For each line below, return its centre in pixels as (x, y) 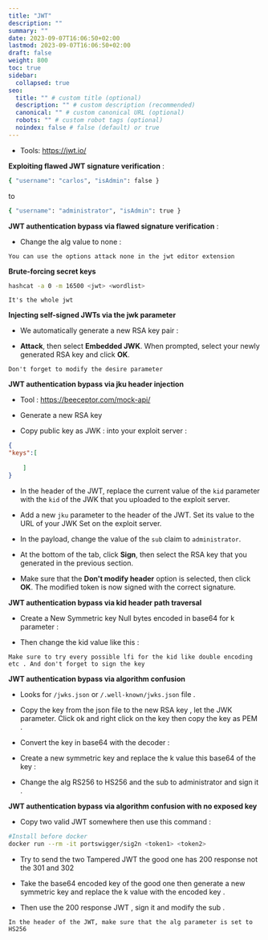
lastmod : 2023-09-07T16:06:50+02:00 (69, 46)
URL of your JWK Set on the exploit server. (91, 523)
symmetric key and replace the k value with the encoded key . (122, 892)
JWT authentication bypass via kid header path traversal (105, 602)
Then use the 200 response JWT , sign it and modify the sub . (122, 907)
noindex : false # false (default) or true (87, 128)
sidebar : (23, 75)
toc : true (25, 68)
